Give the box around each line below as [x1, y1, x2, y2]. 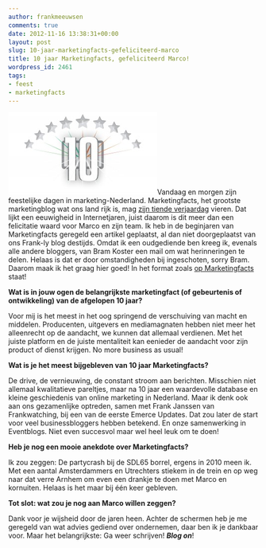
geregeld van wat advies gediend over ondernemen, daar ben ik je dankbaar [8, 522, 259, 531]
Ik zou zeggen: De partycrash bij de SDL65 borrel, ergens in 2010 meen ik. [8, 457, 253, 467]
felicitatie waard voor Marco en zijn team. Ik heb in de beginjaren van [8, 221, 234, 230]
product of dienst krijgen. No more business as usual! [8, 345, 183, 354]
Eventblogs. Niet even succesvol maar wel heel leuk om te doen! [8, 426, 220, 436]
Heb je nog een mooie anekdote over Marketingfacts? [8, 442, 189, 452]
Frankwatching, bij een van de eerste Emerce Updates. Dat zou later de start [8, 409, 258, 419]
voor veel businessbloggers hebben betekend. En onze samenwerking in [8, 418, 246, 428]
